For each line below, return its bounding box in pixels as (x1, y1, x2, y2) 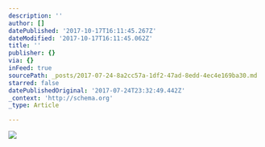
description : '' (8, 11, 63, 20)
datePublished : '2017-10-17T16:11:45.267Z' (8, 27, 157, 35)
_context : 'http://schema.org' (8, 94, 114, 102)
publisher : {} (8, 49, 56, 57)
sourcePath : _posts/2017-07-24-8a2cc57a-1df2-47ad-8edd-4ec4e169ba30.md (8, 71, 258, 80)
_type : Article (8, 101, 60, 109)
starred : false (8, 79, 60, 87)
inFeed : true (8, 64, 52, 72)
